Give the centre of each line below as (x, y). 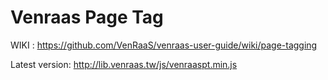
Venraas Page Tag (87, 17)
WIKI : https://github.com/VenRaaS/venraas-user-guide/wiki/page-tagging (164, 45)
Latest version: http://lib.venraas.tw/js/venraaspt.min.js (124, 64)
